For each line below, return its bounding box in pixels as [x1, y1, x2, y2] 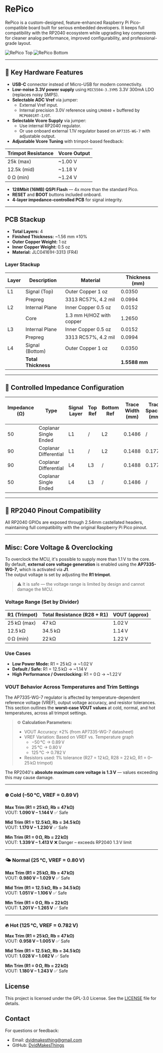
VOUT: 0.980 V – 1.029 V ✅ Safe [5, 875, 70, 881]
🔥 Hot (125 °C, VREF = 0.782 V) [5, 922, 79, 929]
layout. [17, 40, 32, 46]
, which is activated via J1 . [16, 567, 69, 573]
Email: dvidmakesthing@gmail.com [12, 1037, 82, 1043]
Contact [5, 1015, 30, 1023]
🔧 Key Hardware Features [5, 68, 83, 77]
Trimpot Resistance [7, 150, 54, 156]
